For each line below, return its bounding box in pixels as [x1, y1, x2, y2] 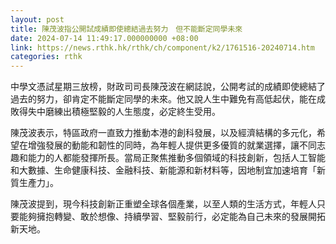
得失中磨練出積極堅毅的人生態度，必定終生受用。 [18, 106, 221, 118]
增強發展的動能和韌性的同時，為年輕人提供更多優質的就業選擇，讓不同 [27, 139, 317, 151]
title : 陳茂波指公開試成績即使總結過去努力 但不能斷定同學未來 [10, 24, 243, 34]
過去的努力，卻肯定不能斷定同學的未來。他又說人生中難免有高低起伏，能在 [10, 93, 317, 105]
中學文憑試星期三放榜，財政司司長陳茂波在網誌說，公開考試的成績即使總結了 [10, 81, 326, 93]
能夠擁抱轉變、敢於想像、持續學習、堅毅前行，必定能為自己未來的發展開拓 [18, 211, 326, 223]
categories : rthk [10, 52, 83, 62]
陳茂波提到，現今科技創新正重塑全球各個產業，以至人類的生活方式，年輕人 [10, 198, 317, 210]
